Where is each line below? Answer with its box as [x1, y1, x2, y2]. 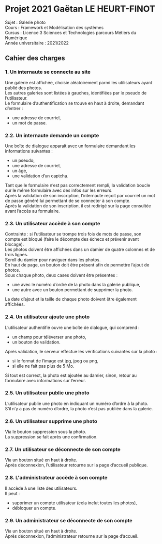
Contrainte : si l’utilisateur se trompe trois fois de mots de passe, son [5, 231, 142, 237]
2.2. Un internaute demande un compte [5, 132, 99, 139]
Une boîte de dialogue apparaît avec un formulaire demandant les [5, 143, 136, 149]
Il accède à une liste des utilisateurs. [5, 485, 77, 491]
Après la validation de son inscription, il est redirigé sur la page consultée [5, 202, 151, 209]
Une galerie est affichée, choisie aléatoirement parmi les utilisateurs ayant [5, 79, 152, 85]
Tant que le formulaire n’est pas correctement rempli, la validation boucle [5, 182, 150, 188]
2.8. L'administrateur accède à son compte [5, 474, 108, 481]
